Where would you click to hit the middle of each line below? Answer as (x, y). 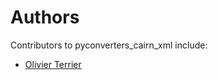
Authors (45, 17)
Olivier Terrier (53, 64)
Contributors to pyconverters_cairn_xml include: (109, 45)
